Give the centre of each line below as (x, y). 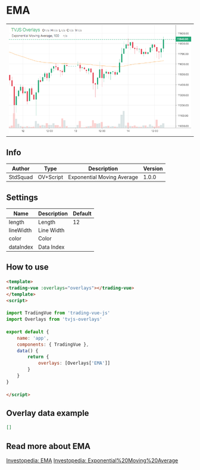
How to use (27, 267)
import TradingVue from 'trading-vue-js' (58, 313)
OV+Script (51, 177)
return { (38, 357)
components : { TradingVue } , (53, 344)
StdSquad (21, 177)
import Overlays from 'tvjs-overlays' (54, 319)
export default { (28, 332)
